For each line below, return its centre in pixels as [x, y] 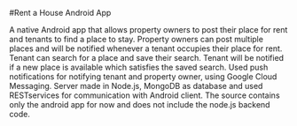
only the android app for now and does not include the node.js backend [140, 104]
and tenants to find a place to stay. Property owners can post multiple [137, 39]
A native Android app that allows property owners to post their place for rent [148, 30]
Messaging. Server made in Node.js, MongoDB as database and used [136, 86]
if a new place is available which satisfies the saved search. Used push [139, 67]
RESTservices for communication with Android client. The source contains [145, 95]
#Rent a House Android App [60, 13]
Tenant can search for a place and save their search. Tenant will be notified [147, 58]
